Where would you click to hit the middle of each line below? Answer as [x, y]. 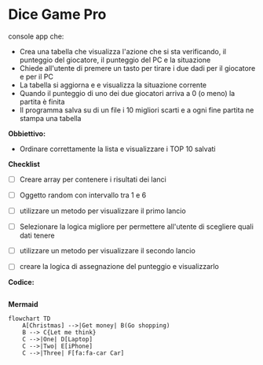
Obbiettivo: [27, 133]
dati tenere [37, 236]
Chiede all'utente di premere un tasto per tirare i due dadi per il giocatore [137, 68]
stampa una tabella [50, 118]
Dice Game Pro [57, 15]
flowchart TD [29, 319]
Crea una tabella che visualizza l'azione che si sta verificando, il [122, 51]
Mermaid [23, 304]
